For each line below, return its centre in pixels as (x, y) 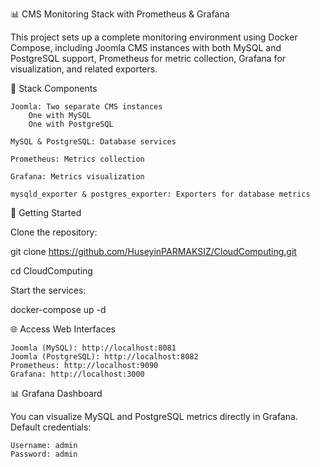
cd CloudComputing (51, 271)
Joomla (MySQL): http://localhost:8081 (93, 348)
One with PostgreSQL (71, 124)
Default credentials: (51, 427)
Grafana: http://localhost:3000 (77, 374)
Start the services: (48, 290)
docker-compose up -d (58, 309)
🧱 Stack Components (54, 88)
